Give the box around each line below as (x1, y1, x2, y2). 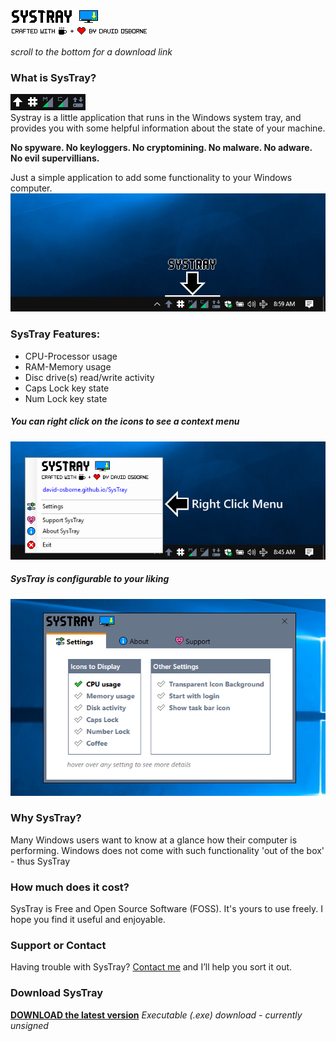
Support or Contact (10, 939, 107, 953)
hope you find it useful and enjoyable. (10, 914, 166, 926)
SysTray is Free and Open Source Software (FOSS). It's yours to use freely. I (10, 903, 324, 915)
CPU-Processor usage (24, 350, 118, 362)
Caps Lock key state (24, 382, 110, 394)
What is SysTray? (10, 70, 97, 84)
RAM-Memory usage (24, 360, 112, 373)
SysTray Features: (10, 327, 101, 341)
